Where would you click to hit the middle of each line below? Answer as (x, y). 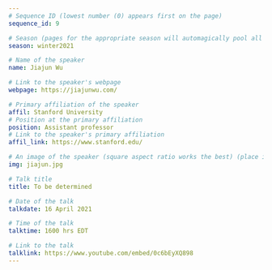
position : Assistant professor (61, 127)
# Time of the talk (41, 224)
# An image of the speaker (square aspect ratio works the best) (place (134, 157)
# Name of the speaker (47, 60)
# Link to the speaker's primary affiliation (86, 135)
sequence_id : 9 (34, 24)
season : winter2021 (41, 45)
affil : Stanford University (56, 112)
